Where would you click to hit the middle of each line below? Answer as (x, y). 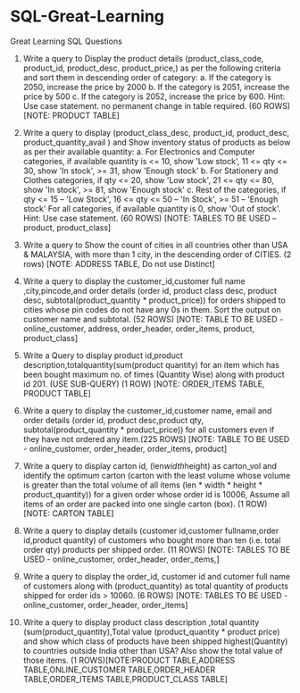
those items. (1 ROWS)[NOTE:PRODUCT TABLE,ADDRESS (129, 660)
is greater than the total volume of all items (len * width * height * (142, 485)
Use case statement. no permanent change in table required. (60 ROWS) (157, 105)
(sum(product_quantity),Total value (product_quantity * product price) (151, 631)
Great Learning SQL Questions (67, 41)
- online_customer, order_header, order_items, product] (125, 448)
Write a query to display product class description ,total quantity (141, 622)
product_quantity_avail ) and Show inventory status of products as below (157, 142)
